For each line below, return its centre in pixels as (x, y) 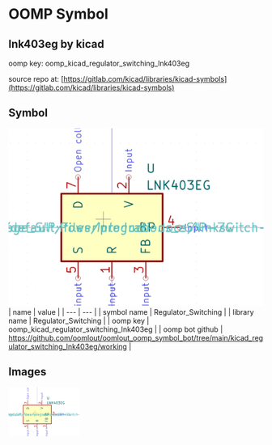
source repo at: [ (36, 79)
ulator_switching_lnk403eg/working (68, 346)
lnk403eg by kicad (56, 44)
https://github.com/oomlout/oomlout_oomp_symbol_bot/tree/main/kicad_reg (136, 337)
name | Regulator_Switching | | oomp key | (79, 320)
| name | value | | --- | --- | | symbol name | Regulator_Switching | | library (131, 311)
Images (28, 372)
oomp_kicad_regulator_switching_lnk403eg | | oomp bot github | (116, 329)
